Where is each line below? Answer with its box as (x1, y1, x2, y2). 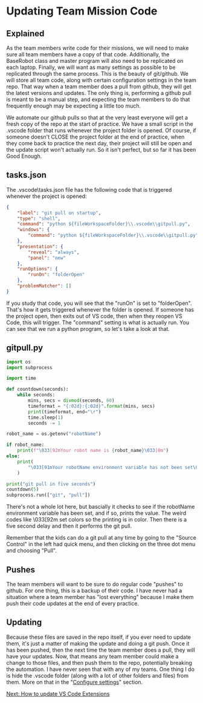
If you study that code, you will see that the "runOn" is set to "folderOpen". (6, 299, 192, 307)
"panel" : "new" (28, 255, 66, 261)
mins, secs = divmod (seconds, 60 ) (28, 397, 115, 404)
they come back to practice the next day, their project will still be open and (6, 140, 192, 146)
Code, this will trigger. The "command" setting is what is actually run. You (6, 319, 189, 326)
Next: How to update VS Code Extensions (6, 690, 110, 697)
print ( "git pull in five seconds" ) (6, 481, 96, 487)
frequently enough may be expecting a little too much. (6, 102, 141, 110)
